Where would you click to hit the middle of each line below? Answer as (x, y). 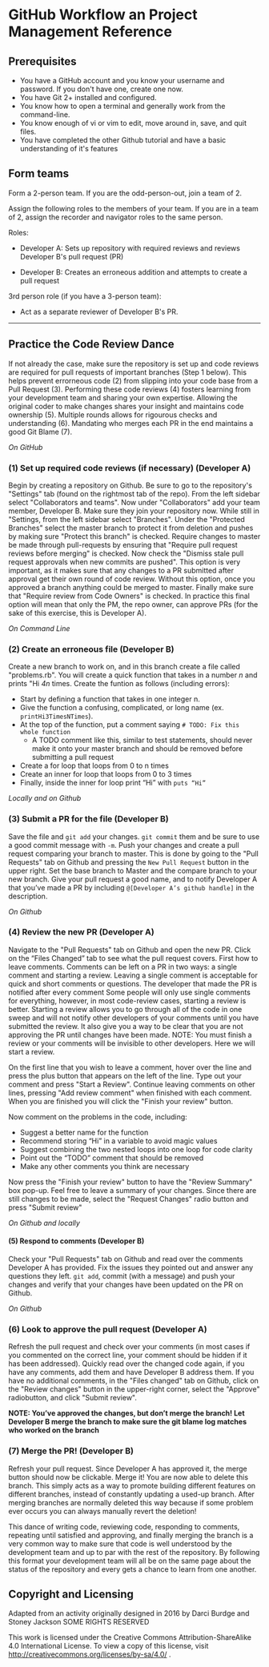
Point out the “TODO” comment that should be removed (112, 1158)
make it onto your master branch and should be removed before (137, 749)
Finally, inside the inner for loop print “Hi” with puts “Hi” (113, 783)
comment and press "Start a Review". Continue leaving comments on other (132, 1084)
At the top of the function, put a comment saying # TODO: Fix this (130, 725)
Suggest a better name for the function (84, 1132)
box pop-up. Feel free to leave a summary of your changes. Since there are (132, 1190)
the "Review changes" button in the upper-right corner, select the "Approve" (134, 1389)
